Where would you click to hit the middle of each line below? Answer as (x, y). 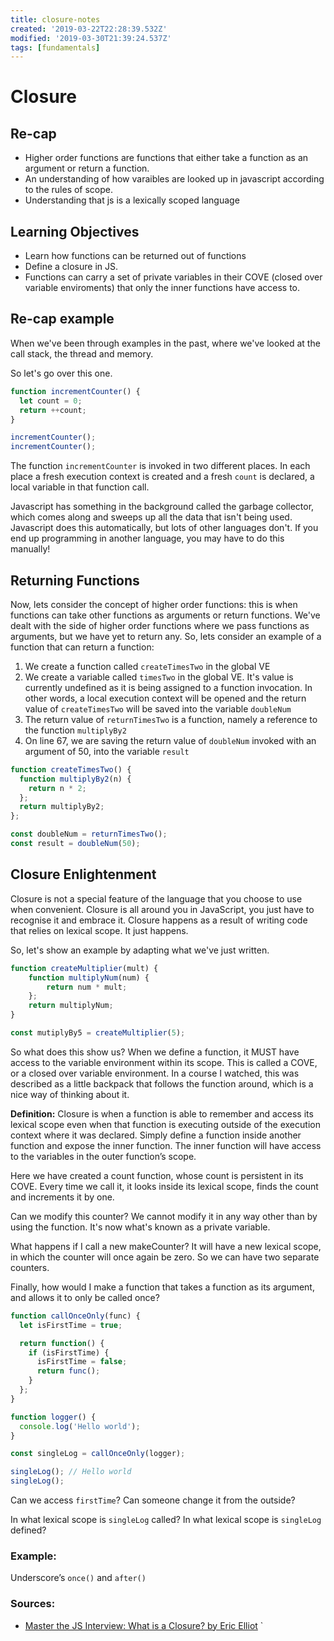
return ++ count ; (53, 410)
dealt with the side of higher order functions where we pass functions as (160, 625)
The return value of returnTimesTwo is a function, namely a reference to (171, 719)
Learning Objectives (75, 231)
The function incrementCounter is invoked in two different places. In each (160, 466)
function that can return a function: (82, 647)
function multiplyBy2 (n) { (75, 779)
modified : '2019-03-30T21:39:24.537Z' (91, 38)
